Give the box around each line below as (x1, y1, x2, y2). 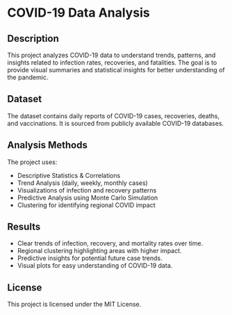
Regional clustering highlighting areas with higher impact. (17, 247, 182, 255)
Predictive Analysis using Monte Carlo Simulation (17, 193, 158, 202)
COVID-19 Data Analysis (7, 5, 151, 21)
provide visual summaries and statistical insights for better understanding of (7, 66, 225, 74)
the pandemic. (7, 73, 49, 81)
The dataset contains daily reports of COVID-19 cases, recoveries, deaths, (7, 111, 220, 120)
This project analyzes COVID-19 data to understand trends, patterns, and (7, 51, 216, 59)
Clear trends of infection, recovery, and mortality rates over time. (17, 239, 204, 248)
